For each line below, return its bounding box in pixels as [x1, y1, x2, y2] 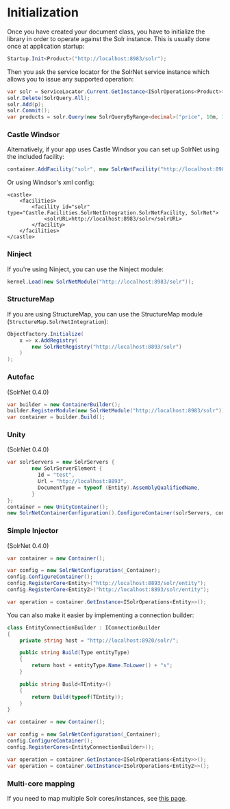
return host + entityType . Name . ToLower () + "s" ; [31, 662, 173, 669]
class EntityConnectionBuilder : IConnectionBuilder [7, 624, 161, 631]
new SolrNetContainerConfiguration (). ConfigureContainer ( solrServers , [7, 510, 213, 516]
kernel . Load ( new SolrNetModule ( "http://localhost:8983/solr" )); [7, 278, 194, 285]
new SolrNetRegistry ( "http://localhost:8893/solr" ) [31, 343, 183, 350]
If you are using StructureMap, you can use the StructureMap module [7, 310, 203, 318]
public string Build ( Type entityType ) [19, 649, 130, 656]
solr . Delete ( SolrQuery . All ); [7, 95, 90, 101]
